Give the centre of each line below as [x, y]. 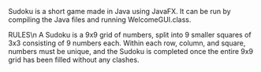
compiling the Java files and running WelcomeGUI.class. [100, 20]
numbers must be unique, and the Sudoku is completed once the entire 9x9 [131, 51]
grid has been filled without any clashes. [74, 59]
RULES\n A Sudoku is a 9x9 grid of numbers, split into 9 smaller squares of [130, 35]
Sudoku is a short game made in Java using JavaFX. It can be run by [119, 11]
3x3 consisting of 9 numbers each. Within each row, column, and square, [127, 43]
